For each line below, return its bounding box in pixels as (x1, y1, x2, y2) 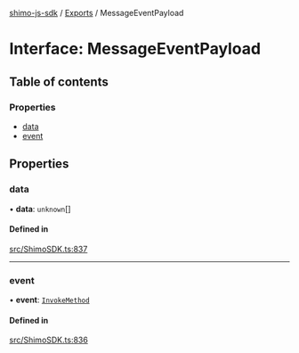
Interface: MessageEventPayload (9, 39, 261, 59)
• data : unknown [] (9, 203, 71, 214)
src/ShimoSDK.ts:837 (9, 243, 88, 254)
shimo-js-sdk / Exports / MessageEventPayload (9, 8, 184, 18)
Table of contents (9, 74, 109, 89)
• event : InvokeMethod (9, 294, 91, 306)
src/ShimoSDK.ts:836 (9, 334, 89, 346)
